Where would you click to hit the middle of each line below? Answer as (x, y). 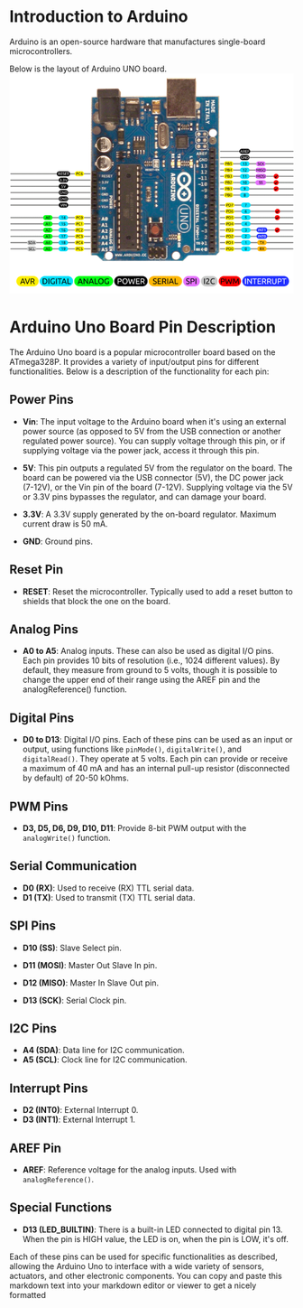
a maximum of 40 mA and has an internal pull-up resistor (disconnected (156, 769)
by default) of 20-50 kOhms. (75, 778)
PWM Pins (39, 806)
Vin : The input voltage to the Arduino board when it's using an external (154, 421)
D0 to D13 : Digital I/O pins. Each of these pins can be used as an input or (157, 740)
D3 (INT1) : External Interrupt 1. (79, 1120)
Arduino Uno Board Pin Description (143, 327)
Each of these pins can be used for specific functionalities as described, (143, 1257)
